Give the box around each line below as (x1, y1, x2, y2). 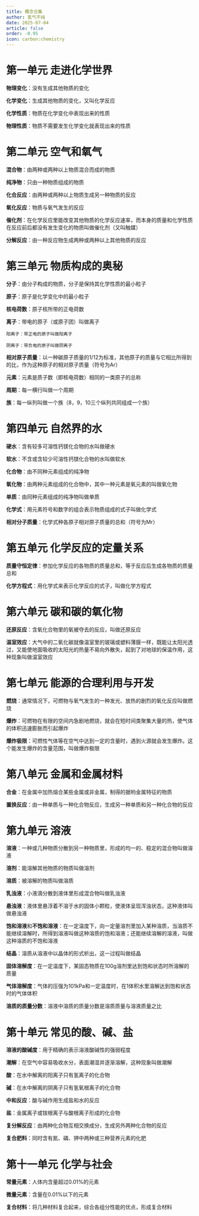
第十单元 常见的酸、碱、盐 (6, 1025, 133, 1039)
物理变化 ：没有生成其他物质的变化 (6, 84, 89, 91)
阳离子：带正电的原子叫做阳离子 (6, 331, 73, 337)
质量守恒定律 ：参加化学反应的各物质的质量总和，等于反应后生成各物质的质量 (6, 562, 193, 569)
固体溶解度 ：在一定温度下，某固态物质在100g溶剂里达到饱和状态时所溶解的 (6, 963, 190, 970)
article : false (6, 25, 44, 31)
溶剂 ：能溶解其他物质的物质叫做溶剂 (6, 865, 95, 872)
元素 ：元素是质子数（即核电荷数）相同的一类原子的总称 (6, 373, 141, 380)
